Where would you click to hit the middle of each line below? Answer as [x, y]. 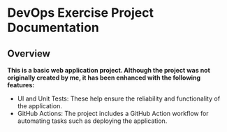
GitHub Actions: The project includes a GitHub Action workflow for [113, 113]
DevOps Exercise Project [80, 13]
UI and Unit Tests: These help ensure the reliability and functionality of [119, 98]
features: [21, 85]
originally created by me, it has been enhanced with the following [104, 78]
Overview [29, 53]
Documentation [53, 28]
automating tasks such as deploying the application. [92, 121]
